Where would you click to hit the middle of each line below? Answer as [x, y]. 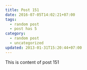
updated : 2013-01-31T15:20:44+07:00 [43, 48]
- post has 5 [23, 29]
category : [16, 33]
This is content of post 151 [32, 62]
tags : [11, 19]
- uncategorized [27, 43]
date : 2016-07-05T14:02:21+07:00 [40, 15]
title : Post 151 [22, 10]
